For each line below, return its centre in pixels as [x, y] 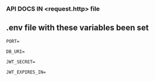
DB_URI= [16, 52]
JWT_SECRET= [21, 62]
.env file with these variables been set [77, 28]
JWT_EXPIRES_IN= [26, 72]
